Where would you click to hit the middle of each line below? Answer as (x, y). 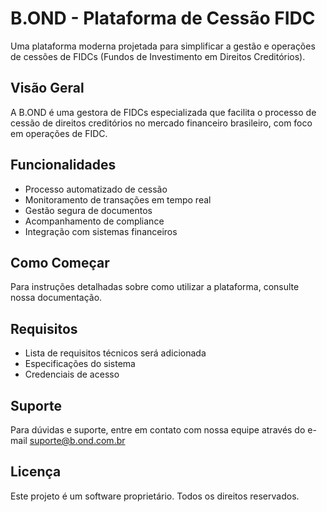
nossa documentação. (56, 298)
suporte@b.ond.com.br (77, 440)
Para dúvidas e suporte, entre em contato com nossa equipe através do (158, 430)
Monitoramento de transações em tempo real (118, 199)
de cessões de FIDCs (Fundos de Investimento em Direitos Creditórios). (158, 56)
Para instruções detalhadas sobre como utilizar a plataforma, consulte (155, 287)
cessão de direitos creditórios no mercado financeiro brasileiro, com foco (161, 123)
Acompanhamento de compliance (94, 221)
